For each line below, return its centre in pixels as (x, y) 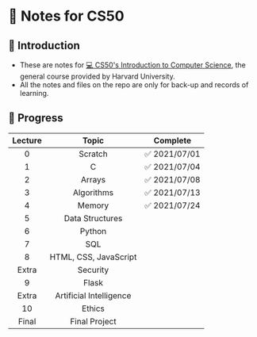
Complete (173, 140)
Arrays (93, 179)
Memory (93, 205)
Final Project (93, 321)
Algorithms (93, 192)
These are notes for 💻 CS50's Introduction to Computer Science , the (132, 65)
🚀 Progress (36, 118)
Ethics (94, 308)
